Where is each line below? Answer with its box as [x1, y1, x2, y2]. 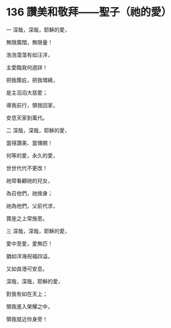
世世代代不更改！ [6, 164, 48, 172]
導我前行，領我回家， [6, 101, 58, 108]
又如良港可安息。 [6, 265, 48, 272]
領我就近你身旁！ [6, 315, 48, 323]
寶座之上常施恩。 [6, 214, 48, 222]
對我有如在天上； [6, 290, 48, 297]
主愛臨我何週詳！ [6, 63, 48, 71]
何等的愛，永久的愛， [6, 152, 58, 159]
